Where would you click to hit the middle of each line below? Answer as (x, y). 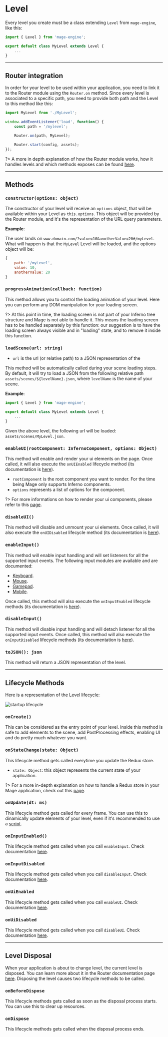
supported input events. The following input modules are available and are (81, 561)
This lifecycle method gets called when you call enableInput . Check (75, 846)
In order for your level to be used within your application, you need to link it (82, 88)
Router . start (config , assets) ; (47, 145)
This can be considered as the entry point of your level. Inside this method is (84, 727)
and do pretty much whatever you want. (46, 738)
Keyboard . (23, 576)
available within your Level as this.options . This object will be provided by (82, 214)
